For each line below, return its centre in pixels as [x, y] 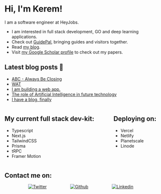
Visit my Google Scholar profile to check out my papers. [67, 52]
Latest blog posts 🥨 [34, 67]
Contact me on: [28, 175]
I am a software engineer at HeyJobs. [42, 22]
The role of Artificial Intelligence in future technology [64, 94]
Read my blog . [26, 47]
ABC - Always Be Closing [37, 79]
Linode [127, 146]
